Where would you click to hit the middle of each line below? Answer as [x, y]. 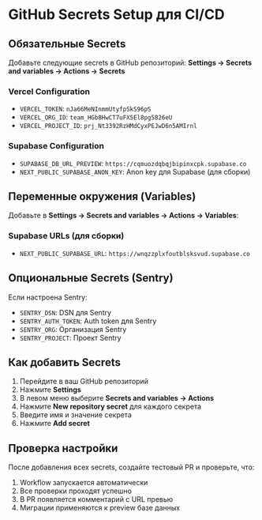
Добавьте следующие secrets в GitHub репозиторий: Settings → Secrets [130, 62]
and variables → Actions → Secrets [67, 71]
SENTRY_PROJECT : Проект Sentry [70, 337]
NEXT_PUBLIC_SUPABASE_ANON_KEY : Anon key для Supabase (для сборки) [135, 171]
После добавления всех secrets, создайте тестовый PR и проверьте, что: [131, 467]
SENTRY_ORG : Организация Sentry [73, 329]
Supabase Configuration [56, 146]
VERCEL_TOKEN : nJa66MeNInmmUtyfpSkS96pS [85, 109]
